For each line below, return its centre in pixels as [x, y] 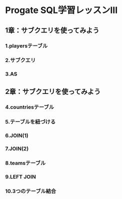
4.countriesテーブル [30, 107]
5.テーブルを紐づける [30, 121]
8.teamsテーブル [25, 163]
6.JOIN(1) [17, 135]
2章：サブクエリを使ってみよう [53, 91]
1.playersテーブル [27, 45]
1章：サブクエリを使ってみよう [52, 30]
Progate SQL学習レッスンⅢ [61, 10]
